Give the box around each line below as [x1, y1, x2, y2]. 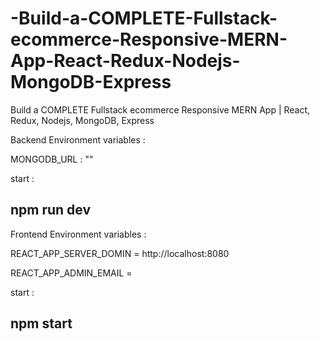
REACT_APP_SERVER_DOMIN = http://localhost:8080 [10, 247, 230, 259]
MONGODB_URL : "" [10, 153, 94, 165]
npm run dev [10, 202, 92, 219]
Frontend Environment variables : [10, 228, 147, 240]
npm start [10, 315, 73, 332]
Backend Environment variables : [10, 133, 146, 146]
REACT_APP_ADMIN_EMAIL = [10, 267, 133, 279]
